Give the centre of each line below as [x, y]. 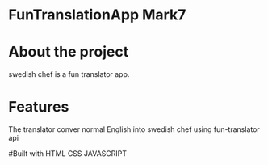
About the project [69, 52]
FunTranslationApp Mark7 [97, 15]
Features [39, 107]
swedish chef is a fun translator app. [69, 74]
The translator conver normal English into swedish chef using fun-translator [134, 129]
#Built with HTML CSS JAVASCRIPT [68, 154]
